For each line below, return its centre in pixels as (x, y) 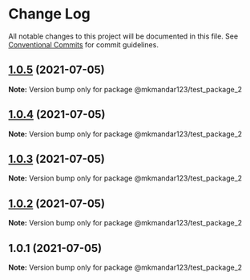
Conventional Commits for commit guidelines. (83, 44)
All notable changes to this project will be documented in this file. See (123, 36)
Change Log (49, 14)
